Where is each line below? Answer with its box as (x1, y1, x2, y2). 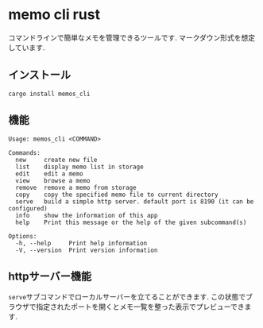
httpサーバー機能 (8, 269, 92, 283)
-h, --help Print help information (15, 239, 148, 247)
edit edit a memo (15, 169, 83, 178)
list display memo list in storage (15, 163, 145, 171)
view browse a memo (15, 176, 91, 184)
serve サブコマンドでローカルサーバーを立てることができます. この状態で (8, 292, 246, 302)
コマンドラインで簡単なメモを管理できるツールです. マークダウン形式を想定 (8, 33, 256, 42)
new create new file (15, 156, 98, 164)
